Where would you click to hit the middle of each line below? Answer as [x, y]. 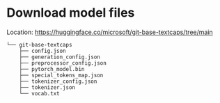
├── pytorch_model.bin [52, 69]
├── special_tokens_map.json [61, 75]
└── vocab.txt [39, 93]
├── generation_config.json [60, 57]
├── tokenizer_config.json [58, 81]
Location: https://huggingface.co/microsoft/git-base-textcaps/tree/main [110, 32]
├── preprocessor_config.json [63, 63]
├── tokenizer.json [47, 87]
